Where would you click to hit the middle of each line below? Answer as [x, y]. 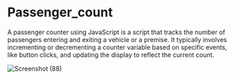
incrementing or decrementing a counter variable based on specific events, [117, 47]
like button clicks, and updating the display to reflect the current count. [111, 55]
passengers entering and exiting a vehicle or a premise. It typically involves [117, 39]
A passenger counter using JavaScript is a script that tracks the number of [116, 32]
